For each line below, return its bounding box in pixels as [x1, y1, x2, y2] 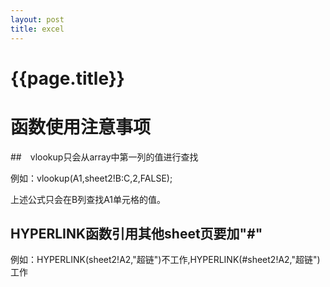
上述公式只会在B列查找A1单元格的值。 [10, 193, 167, 205]
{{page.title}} [10, 67, 125, 90]
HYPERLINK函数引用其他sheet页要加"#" [10, 226, 263, 243]
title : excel [10, 24, 65, 34]
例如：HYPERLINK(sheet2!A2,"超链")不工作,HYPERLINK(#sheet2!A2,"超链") [10, 254, 321, 266]
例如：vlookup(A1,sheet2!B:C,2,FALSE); [10, 172, 173, 184]
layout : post [10, 14, 65, 25]
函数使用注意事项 [10, 116, 152, 138]
